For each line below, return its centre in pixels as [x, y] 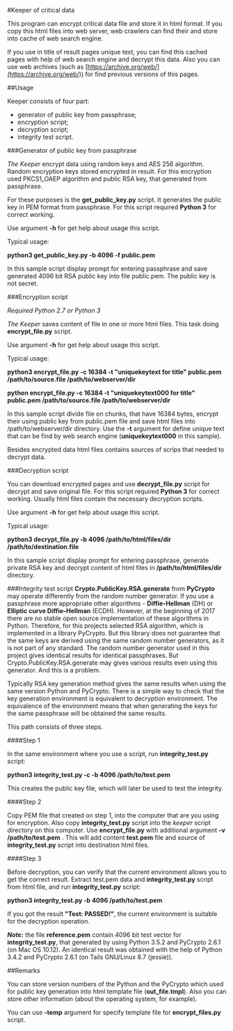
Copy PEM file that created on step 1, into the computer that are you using [113, 815]
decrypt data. [27, 457]
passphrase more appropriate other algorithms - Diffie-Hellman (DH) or [110, 603]
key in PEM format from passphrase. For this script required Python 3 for [112, 207]
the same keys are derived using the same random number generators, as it [116, 640]
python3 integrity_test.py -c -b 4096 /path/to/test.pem [89, 775]
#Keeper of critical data [41, 10]
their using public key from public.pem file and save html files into [102, 421]
